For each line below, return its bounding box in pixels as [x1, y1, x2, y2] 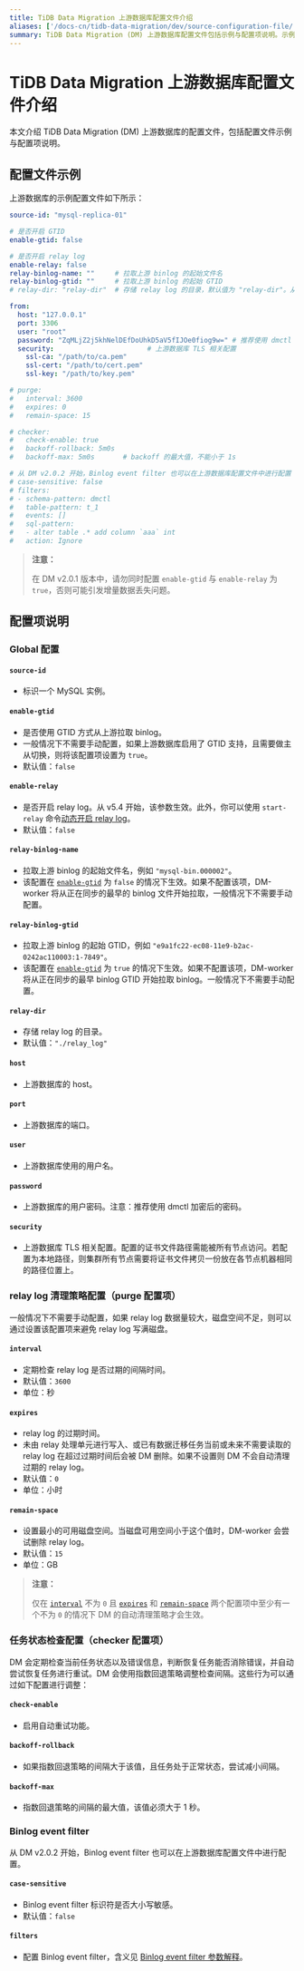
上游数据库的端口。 [22, 1119, 95, 1130]
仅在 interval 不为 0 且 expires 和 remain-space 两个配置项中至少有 [31, 1597, 282, 1609]
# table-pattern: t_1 [9, 502, 100, 512]
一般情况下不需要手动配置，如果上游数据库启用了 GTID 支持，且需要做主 [22, 738, 292, 749]
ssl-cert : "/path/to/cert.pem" [25, 361, 144, 370]
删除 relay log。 [30, 1537, 90, 1548]
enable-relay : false [9, 260, 88, 269]
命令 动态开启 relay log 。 [44, 812, 136, 823]
